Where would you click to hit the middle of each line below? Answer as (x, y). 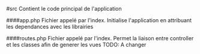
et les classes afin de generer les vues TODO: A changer (76, 45)
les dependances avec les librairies (50, 27)
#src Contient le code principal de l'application (64, 9)
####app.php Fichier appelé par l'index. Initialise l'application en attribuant (99, 20)
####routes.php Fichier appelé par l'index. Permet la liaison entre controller (100, 38)
